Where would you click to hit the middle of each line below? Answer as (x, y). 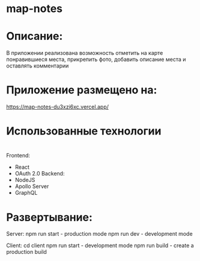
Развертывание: (50, 217)
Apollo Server (32, 186)
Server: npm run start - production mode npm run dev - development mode (100, 234)
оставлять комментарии (38, 66)
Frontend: (18, 156)
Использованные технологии (84, 131)
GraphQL (26, 193)
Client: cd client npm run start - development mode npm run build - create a (100, 245)
